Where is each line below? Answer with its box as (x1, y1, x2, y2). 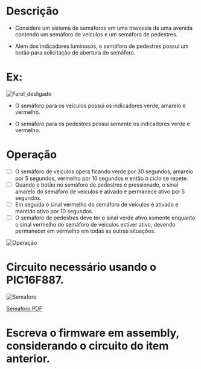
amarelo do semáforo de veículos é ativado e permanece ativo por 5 (14, 188, 185, 195)
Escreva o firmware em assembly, (6, 326, 179, 340)
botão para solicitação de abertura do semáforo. (14, 48, 136, 56)
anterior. (6, 352, 50, 366)
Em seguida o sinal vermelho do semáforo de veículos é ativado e (14, 201, 179, 208)
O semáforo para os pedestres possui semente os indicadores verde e (14, 120, 190, 127)
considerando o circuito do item (6, 339, 169, 353)
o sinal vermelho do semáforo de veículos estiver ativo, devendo (14, 221, 176, 228)
